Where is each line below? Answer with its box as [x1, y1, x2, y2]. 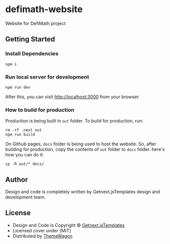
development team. [5, 194, 46, 200]
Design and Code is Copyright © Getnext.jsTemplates [12, 222, 125, 228]
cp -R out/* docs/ [5, 161, 44, 167]
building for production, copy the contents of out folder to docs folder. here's [5, 146, 165, 152]
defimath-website [5, 4, 83, 15]
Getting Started [5, 35, 55, 44]
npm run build [5, 132, 36, 137]
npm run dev [5, 85, 30, 90]
